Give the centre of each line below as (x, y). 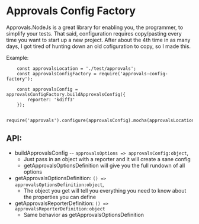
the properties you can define (60, 197)
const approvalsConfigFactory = (57, 73)
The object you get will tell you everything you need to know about (105, 190)
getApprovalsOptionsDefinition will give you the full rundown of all (104, 165)
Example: (17, 57)
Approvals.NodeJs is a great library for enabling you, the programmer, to (95, 27)
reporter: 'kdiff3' (52, 100)
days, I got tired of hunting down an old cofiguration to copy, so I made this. (99, 46)
